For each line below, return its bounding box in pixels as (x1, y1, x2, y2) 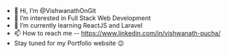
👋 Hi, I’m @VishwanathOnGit (13, 7, 96, 15)
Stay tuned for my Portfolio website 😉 (13, 39, 125, 47)
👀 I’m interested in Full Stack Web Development (13, 14, 151, 22)
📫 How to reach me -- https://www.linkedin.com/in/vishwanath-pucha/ (13, 29, 221, 37)
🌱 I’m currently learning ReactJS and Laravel (13, 21, 142, 29)
